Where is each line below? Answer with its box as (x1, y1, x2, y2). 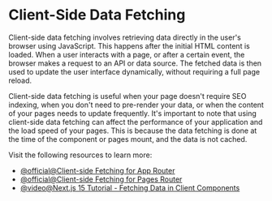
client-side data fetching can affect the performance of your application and (8, 117, 263, 126)
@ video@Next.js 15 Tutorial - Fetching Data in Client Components (19, 182, 240, 192)
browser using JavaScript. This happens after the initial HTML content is (8, 41, 250, 50)
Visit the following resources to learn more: (8, 150, 153, 160)
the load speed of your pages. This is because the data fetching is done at (8, 126, 257, 135)
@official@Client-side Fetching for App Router (19, 165, 175, 175)
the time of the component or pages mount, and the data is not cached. (8, 134, 248, 143)
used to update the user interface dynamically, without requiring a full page (8, 66, 261, 76)
